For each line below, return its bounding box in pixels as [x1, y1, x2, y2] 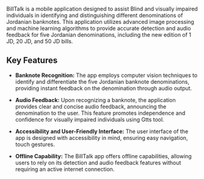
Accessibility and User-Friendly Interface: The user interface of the [15, 128, 189, 135]
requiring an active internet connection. [15, 165, 115, 173]
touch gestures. [15, 141, 55, 148]
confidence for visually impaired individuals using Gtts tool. [15, 115, 164, 123]
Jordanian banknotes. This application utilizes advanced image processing [6, 18, 194, 25]
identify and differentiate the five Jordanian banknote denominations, [15, 78, 189, 85]
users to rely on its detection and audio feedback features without [15, 159, 181, 166]
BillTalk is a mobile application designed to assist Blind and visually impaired [6, 5, 199, 12]
